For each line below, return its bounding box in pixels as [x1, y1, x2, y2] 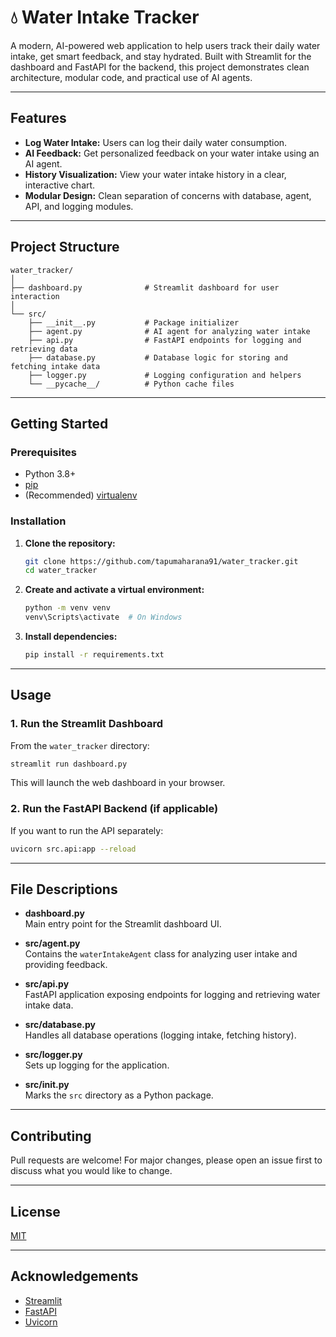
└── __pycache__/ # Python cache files [28, 379, 235, 389]
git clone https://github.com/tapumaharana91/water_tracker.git [24, 556, 299, 566]
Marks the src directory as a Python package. [24, 1089, 214, 1101]
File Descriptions [10, 881, 118, 898]
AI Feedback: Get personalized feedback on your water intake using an [24, 147, 320, 159]
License [10, 1203, 61, 1220]
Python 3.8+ [24, 468, 77, 480]
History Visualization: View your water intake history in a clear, [24, 168, 287, 180]
